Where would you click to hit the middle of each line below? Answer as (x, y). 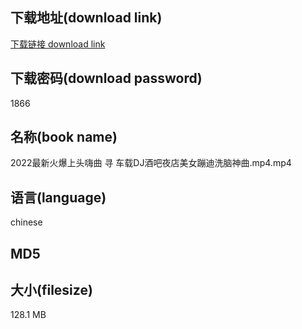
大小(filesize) (51, 290)
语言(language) (58, 197)
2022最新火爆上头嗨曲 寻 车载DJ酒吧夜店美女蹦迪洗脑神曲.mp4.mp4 (151, 163)
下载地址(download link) (86, 18)
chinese (26, 222)
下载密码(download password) (106, 78)
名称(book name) (64, 137)
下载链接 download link (58, 44)
